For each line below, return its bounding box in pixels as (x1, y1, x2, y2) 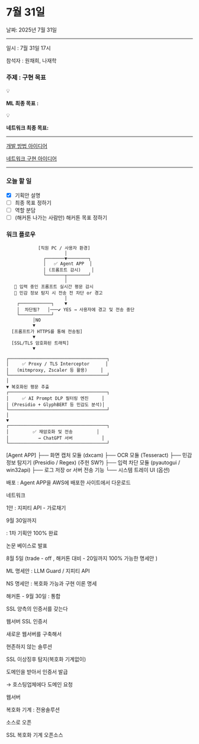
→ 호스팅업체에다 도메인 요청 (6, 681, 73, 688)
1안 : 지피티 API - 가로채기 (6, 504, 66, 511)
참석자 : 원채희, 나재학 (6, 57, 57, 64)
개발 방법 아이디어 (6, 143, 47, 150)
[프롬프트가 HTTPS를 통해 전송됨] (11, 329, 83, 335)
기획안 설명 (14, 191, 41, 199)
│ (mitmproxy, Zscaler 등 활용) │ (6, 368, 104, 373)
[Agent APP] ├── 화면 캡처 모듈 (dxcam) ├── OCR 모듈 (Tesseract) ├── (6, 452, 181, 459)
